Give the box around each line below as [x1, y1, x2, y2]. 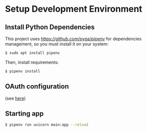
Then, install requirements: [5, 59, 59, 65]
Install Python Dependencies [5, 23, 95, 31]
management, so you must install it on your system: [5, 41, 109, 47]
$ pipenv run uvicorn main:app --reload [5, 122, 89, 128]
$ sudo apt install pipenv [5, 50, 60, 55]
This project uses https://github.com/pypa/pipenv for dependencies [5, 36, 142, 42]
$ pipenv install [5, 68, 41, 74]
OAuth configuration [5, 82, 69, 91]
